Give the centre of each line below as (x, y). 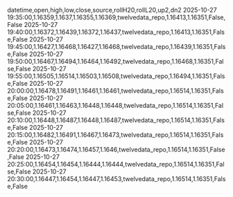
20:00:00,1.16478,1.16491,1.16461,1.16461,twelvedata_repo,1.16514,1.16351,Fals (115, 91)
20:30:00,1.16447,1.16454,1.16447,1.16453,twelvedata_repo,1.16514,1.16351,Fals (116, 179)
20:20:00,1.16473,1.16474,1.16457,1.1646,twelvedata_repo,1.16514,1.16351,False (116, 149)
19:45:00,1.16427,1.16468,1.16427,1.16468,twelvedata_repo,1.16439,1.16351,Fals (116, 47)
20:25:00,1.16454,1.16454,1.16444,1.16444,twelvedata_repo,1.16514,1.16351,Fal (116, 164)
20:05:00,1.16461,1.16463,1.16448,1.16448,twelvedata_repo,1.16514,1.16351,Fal (115, 105)
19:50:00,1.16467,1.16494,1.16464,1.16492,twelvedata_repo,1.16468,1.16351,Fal (115, 61)
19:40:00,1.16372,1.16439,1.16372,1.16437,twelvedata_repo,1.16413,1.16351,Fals (116, 32)
